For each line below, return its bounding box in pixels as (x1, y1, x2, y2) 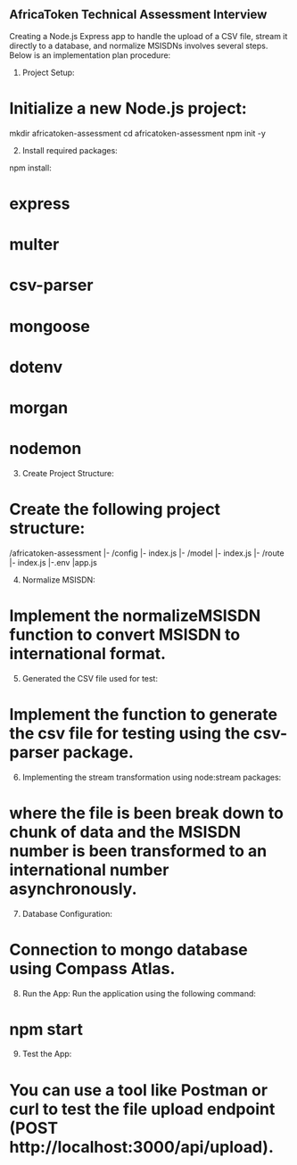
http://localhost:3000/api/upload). (9, 1136, 275, 1157)
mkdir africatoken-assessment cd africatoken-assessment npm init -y (9, 128, 266, 138)
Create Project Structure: (21, 467, 114, 478)
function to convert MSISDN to (9, 624, 241, 645)
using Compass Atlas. (9, 958, 176, 979)
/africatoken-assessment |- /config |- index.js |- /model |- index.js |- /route (9, 548, 285, 558)
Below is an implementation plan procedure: (9, 49, 171, 61)
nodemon (9, 439, 82, 459)
